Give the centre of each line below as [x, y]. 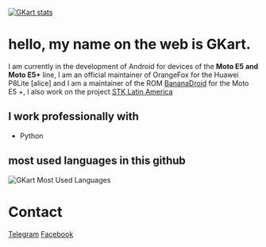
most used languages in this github [97, 161]
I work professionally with [73, 116]
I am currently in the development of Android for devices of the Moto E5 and [133, 66]
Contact [35, 212]
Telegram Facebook [41, 233]
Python [31, 136]
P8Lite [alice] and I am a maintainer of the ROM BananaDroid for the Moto [129, 83]
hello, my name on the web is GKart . [130, 44]
